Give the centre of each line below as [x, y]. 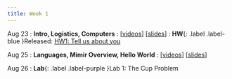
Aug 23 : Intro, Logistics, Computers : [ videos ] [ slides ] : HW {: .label [106, 34]
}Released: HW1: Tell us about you [71, 41]
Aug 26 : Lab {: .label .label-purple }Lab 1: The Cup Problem [93, 68]
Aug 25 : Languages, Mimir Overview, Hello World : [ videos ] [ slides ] [107, 55]
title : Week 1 [28, 14]
